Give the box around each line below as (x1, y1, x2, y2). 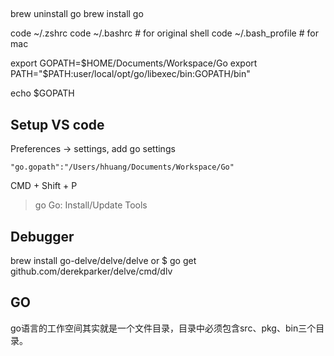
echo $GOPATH (10, 87, 75, 99)
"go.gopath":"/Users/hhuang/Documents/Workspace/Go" (10, 162, 235, 173)
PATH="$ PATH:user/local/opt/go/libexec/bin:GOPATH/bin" (10, 68, 251, 80)
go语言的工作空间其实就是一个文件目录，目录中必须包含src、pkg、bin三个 (10, 322, 317, 334)
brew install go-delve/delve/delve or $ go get (10, 255, 197, 267)
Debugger (10, 228, 75, 245)
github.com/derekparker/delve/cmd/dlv (10, 265, 173, 278)
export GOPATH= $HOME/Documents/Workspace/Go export (10, 57, 258, 69)
